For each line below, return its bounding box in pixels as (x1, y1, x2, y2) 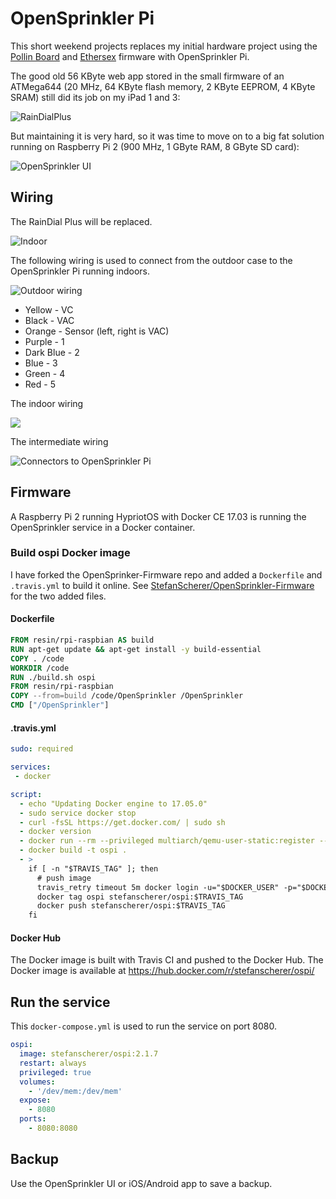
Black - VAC (24, 314, 75, 326)
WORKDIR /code (10, 663, 70, 673)
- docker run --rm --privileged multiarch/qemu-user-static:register (19, 836, 315, 846)
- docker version (19, 827, 92, 837)
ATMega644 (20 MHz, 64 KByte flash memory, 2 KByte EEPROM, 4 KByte (10, 80, 316, 92)
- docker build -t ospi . (19, 845, 128, 856)
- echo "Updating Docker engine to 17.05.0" (19, 798, 208, 809)
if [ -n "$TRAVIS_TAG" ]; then (28, 863, 159, 874)
